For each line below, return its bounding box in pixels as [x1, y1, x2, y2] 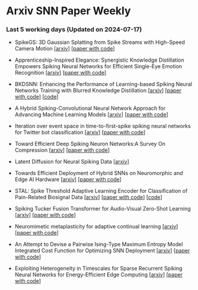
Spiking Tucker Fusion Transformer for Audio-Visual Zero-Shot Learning [14, 205, 191, 212]
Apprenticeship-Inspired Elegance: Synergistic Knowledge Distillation [14, 56, 184, 63]
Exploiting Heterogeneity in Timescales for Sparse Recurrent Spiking [14, 265, 183, 272]
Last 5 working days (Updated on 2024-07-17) [6, 26, 142, 34]
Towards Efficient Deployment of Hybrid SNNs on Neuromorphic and [14, 170, 183, 177]
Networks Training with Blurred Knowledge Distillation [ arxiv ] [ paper [14, 87, 182, 94]
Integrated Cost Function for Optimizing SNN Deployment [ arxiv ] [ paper [14, 247, 190, 254]
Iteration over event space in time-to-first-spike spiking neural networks [14, 123, 191, 130]
